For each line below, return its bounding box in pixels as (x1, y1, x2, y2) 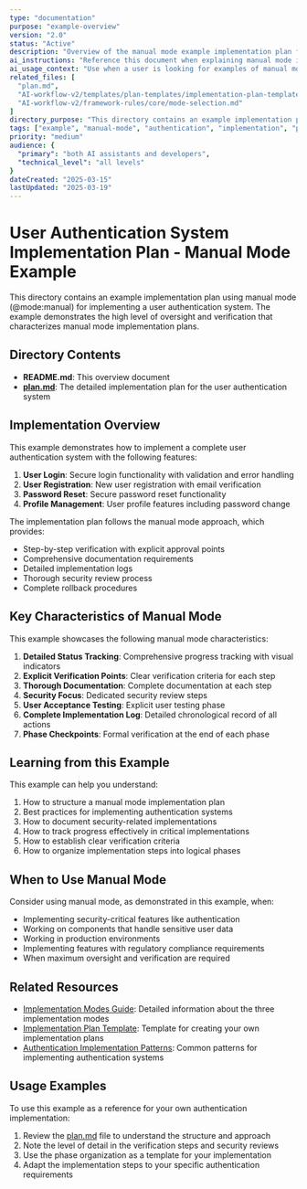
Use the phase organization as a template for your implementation (22, 1149, 272, 1161)
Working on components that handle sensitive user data (22, 924, 234, 935)
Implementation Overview (9, 418, 161, 433)
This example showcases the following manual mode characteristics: (9, 632, 269, 644)
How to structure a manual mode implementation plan (22, 797, 226, 808)
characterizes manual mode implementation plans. (9, 321, 199, 332)
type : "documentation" (9, 13, 96, 23)
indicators (22, 660, 61, 672)
